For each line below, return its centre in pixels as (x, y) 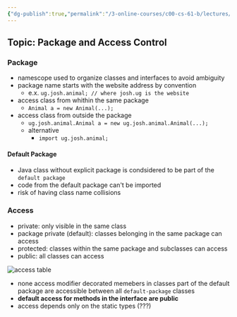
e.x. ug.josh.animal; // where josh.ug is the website (108, 93)
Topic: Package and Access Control (87, 43)
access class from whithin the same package (83, 100)
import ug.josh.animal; (73, 138)
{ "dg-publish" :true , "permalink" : (56, 14)
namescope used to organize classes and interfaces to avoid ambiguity (121, 78)
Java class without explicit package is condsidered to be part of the (116, 169)
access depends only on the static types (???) (84, 306)
